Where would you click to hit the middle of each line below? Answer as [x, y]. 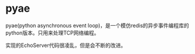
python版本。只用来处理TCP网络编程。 [52, 33]
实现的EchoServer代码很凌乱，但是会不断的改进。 [66, 45]
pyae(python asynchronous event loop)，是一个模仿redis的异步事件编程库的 [97, 25]
